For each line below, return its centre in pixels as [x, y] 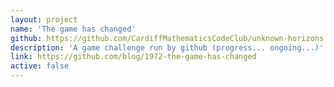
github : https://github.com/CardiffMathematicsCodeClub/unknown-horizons [167, 38]
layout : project [44, 19]
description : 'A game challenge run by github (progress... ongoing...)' [167, 47]
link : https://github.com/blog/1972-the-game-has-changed [133, 57]
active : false [40, 66]
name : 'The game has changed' [73, 29]
